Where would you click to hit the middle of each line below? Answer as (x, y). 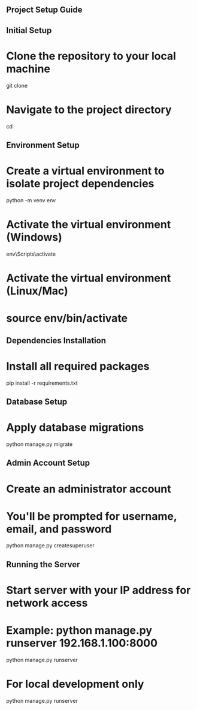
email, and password (59, 529)
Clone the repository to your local (91, 56)
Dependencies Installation (56, 341)
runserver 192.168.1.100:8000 (82, 643)
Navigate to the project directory (89, 110)
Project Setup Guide (44, 10)
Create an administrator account (89, 489)
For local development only (75, 684)
